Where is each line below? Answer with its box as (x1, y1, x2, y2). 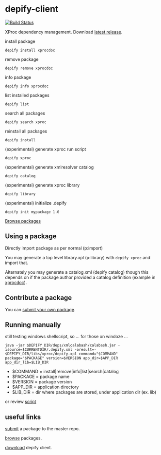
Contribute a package (5, 294, 72, 302)
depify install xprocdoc (5, 48, 55, 53)
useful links (5, 413, 41, 421)
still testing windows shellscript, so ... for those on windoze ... (5, 334, 128, 340)
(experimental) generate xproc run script (5, 146, 86, 152)
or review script (5, 398, 36, 405)
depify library (5, 191, 36, 196)
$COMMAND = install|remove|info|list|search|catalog (12, 369, 119, 375)
